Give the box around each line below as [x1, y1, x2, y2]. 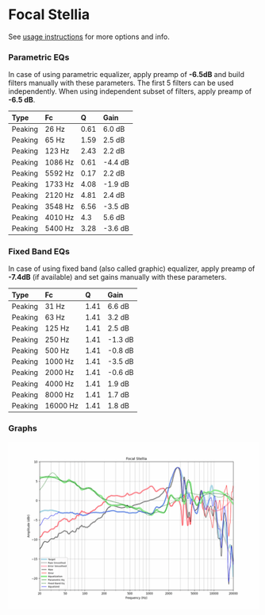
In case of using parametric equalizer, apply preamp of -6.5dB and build [8, 70, 244, 79]
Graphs [8, 423, 37, 434]
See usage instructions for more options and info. [8, 32, 171, 41]
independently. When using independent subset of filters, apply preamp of [8, 87, 252, 96]
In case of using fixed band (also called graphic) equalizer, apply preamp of [8, 264, 255, 273]
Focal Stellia [8, 6, 90, 24]
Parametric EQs [8, 52, 70, 63]
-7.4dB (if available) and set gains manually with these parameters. [8, 273, 228, 282]
